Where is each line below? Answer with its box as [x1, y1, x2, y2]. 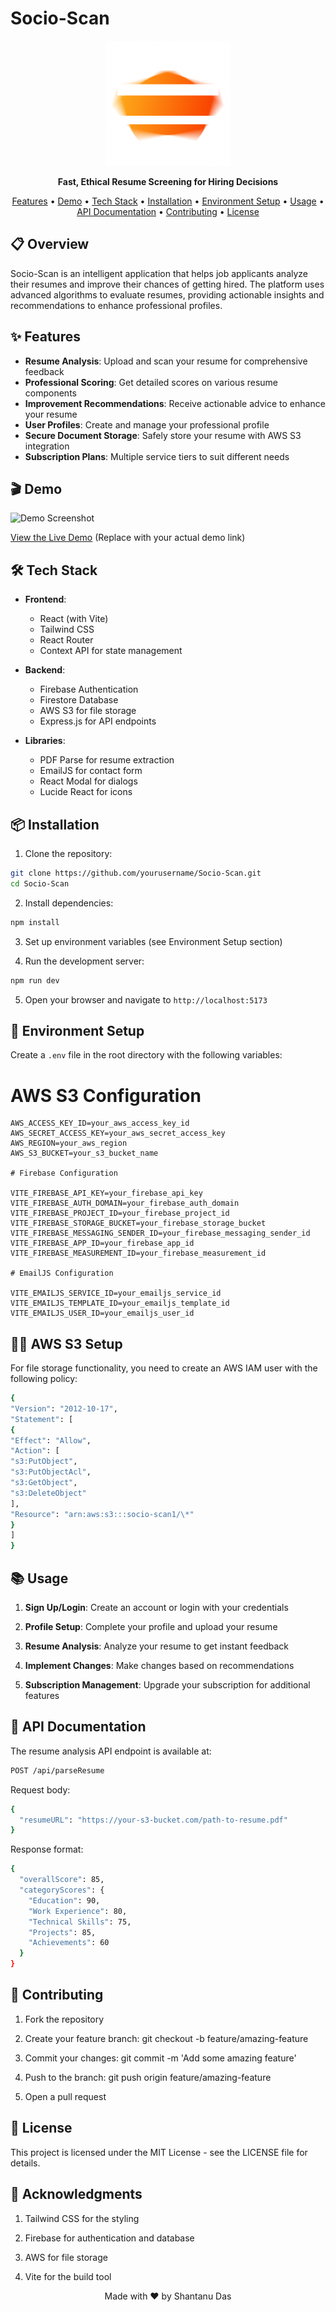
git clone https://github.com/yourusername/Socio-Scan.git [10, 868, 262, 878]
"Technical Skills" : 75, [28, 1917, 132, 1927]
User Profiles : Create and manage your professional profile [24, 418, 270, 431]
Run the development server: [24, 955, 145, 967]
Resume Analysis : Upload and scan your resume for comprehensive [24, 355, 308, 367]
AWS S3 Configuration [10, 1084, 202, 1107]
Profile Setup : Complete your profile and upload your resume [24, 1621, 278, 1632]
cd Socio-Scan [10, 878, 70, 889]
